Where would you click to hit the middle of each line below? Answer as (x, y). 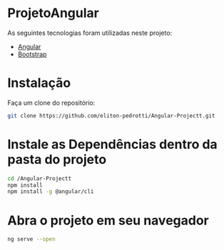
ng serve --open (31, 239)
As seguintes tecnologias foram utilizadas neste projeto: (90, 33)
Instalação (39, 83)
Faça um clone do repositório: (51, 103)
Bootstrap (32, 54)
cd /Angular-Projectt (40, 178)
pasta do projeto (57, 159)
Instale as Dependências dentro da (112, 144)
